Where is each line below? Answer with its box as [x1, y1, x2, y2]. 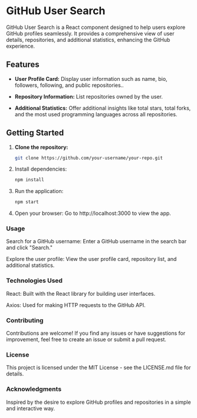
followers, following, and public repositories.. [14, 81, 124, 89]
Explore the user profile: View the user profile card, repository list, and [6, 256, 177, 263]
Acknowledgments [6, 385, 62, 393]
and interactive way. [6, 404, 55, 412]
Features [6, 60, 40, 70]
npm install [14, 177, 44, 183]
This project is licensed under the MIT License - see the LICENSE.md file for [6, 364, 191, 371]
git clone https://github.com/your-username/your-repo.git [14, 155, 163, 161]
